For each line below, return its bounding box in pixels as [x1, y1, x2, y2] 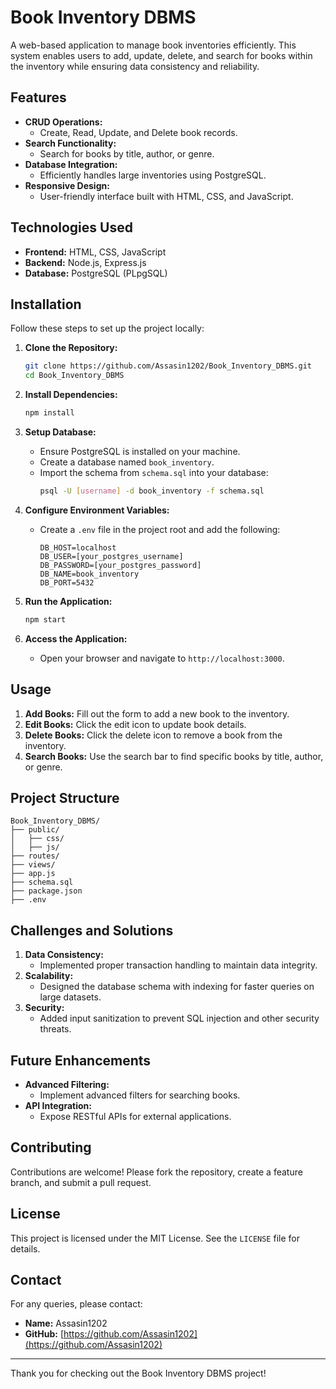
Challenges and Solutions [10, 922, 174, 939]
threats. [39, 1023, 72, 1035]
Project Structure [10, 789, 120, 806]
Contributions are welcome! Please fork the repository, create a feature [10, 1166, 303, 1178]
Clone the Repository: [24, 342, 118, 354]
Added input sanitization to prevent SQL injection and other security [39, 1012, 320, 1025]
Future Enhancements [10, 1052, 152, 1069]
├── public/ [10, 825, 60, 835]
